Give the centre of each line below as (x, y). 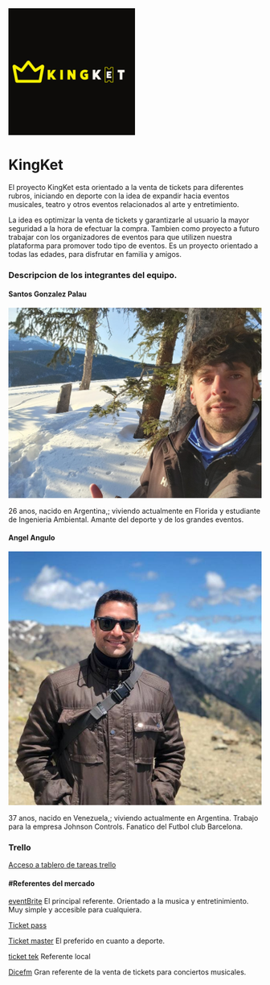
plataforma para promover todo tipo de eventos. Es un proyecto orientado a (133, 246)
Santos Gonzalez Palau (47, 294)
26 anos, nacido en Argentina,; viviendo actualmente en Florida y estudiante (135, 511)
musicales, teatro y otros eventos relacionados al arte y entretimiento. (124, 204)
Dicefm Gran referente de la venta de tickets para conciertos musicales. (127, 972)
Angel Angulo (32, 538)
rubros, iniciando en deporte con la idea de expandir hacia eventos (119, 196)
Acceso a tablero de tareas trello (62, 865)
